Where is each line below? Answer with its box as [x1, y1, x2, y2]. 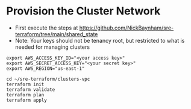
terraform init [6, 81, 45, 87]
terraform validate [6, 86, 55, 93]
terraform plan [6, 92, 45, 98]
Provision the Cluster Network [6, 4, 161, 18]
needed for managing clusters [14, 43, 90, 51]
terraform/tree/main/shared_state [14, 30, 98, 37]
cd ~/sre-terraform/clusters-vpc [6, 76, 90, 82]
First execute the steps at [14, 24, 78, 31]
